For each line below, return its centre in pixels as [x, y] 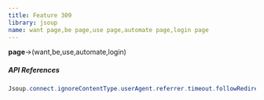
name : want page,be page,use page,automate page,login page [109, 30]
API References [34, 70]
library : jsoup [33, 23]
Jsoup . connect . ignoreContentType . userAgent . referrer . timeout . [112, 89]
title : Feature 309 [40, 15]
